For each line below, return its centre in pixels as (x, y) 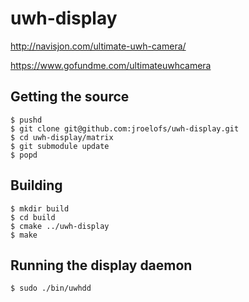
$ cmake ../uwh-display (60, 226)
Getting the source (70, 97)
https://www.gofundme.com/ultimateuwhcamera (111, 65)
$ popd (24, 155)
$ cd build (33, 217)
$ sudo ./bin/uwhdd (51, 288)
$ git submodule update (60, 146)
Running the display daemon (101, 265)
